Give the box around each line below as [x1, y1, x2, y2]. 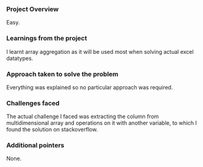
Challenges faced [6, 98, 60, 107]
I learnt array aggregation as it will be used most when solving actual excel [6, 48, 194, 55]
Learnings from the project [6, 34, 87, 43]
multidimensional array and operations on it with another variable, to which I [6, 119, 197, 127]
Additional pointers [6, 141, 65, 150]
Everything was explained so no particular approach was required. [6, 83, 173, 91]
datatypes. [6, 54, 34, 62]
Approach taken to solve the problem [6, 70, 119, 78]
